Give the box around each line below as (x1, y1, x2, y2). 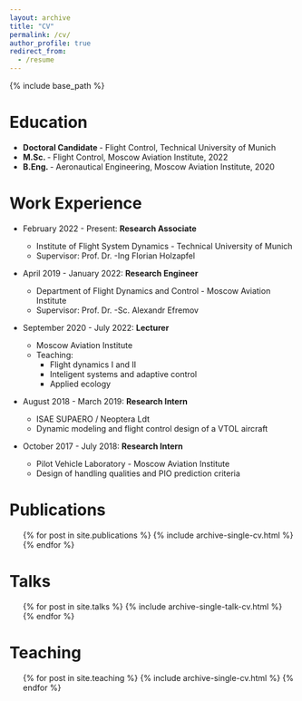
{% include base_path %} (9, 81, 105, 91)
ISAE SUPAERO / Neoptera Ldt (35, 414, 150, 424)
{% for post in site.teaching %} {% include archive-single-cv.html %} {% (22, 672, 295, 683)
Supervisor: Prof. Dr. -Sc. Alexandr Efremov (35, 305, 200, 316)
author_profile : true (9, 38, 92, 48)
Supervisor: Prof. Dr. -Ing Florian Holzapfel (35, 250, 196, 261)
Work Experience (9, 193, 142, 214)
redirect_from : (9, 47, 67, 56)
